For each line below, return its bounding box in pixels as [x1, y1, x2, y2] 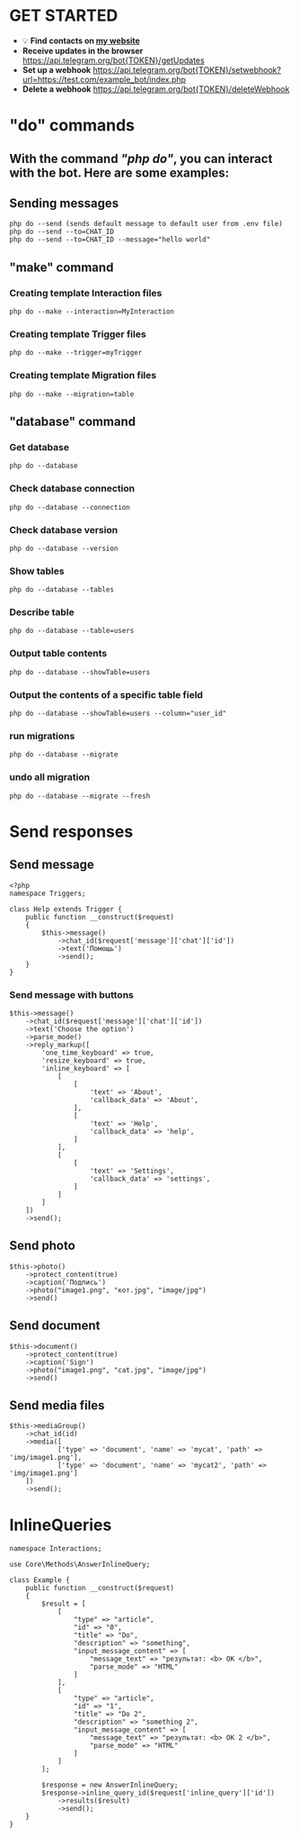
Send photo [9, 1238, 76, 1253]
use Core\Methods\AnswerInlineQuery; [9, 1560, 151, 1570]
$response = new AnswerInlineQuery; [41, 1780, 179, 1790]
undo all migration [9, 771, 91, 783]
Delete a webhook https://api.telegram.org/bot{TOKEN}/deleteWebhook [22, 83, 290, 95]
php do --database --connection [9, 502, 130, 511]
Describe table [9, 606, 75, 619]
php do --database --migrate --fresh [9, 792, 151, 801]
